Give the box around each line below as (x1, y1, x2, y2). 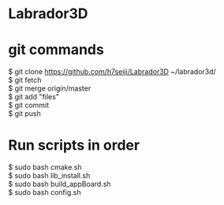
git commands (8, 41, 104, 59)
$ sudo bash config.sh (8, 188, 81, 197)
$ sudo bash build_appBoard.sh (8, 179, 112, 189)
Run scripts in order (8, 136, 140, 155)
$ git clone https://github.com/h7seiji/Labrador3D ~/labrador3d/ (8, 67, 217, 76)
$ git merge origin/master (8, 84, 91, 93)
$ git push (8, 109, 41, 118)
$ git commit (8, 100, 50, 110)
